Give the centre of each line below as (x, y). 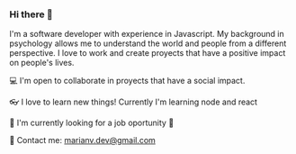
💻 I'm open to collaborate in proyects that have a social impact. (127, 81)
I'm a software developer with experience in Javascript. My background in (147, 34)
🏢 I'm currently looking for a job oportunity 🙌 (92, 123)
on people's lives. (42, 63)
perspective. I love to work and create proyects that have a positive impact (148, 53)
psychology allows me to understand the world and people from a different (148, 43)
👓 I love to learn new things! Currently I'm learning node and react (134, 102)
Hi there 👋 (31, 14)
